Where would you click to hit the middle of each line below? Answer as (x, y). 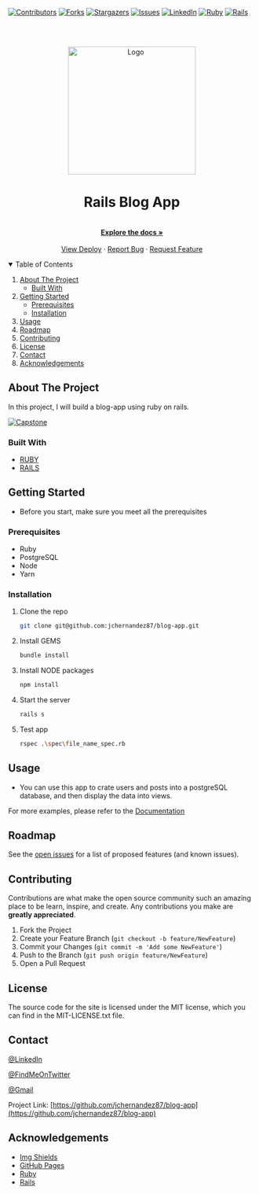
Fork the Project (46, 930)
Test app (34, 729)
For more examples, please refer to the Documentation (97, 811)
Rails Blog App (132, 203)
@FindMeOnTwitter (39, 1074)
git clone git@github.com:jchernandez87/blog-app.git (109, 626)
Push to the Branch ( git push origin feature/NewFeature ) (113, 955)
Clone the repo (44, 612)
